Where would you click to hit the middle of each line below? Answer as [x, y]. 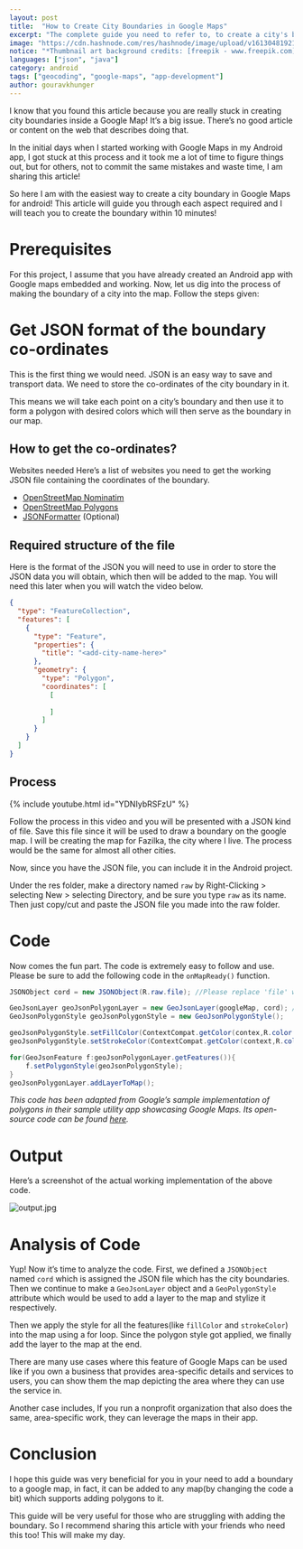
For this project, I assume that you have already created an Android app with [151, 274]
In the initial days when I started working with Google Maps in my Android [146, 147]
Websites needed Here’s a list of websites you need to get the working [140, 471]
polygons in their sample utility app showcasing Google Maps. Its [131, 1110]
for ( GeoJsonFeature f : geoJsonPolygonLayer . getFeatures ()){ [123, 1058]
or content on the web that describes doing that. [99, 130]
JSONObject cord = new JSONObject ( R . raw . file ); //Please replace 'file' [149, 992]
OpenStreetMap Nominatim [73, 498]
